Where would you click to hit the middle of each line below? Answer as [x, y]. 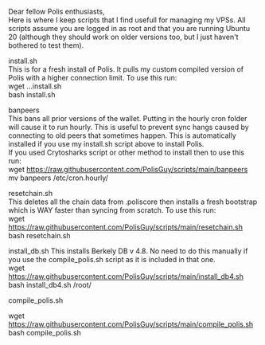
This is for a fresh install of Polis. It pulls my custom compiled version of [126, 69]
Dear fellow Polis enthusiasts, [57, 12]
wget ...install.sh [35, 86]
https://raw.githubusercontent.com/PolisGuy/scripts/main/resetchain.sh [125, 227]
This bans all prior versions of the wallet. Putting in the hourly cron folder [128, 118]
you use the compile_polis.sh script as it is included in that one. [112, 259]
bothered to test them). [46, 45]
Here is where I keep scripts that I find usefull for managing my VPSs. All [127, 20]
